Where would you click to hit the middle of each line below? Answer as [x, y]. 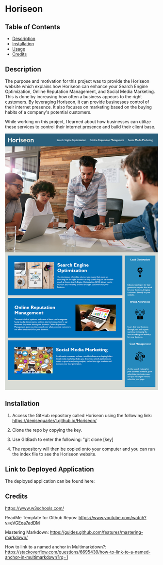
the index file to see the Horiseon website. [54, 454]
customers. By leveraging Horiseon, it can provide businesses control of [77, 102]
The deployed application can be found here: [50, 481]
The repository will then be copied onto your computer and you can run [83, 449]
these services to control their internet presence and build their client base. [80, 127]
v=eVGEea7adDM [23, 523]
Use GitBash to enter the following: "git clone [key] [63, 439]
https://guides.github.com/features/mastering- [96, 532]
